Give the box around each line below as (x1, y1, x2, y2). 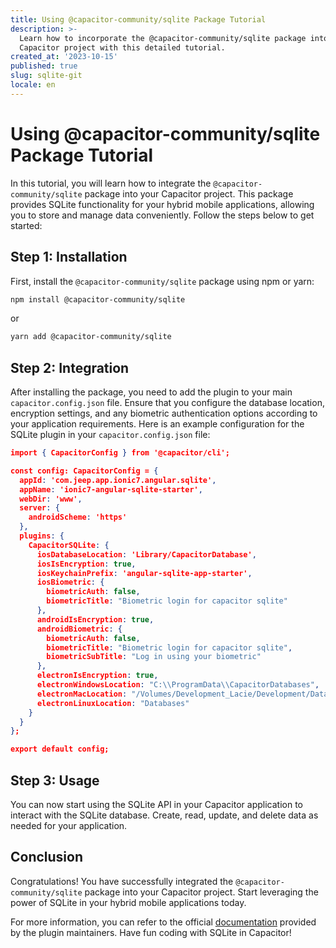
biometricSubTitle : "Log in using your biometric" (46, 652, 262, 662)
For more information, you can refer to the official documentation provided (10, 916, 317, 928)
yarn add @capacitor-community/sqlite (10, 332, 172, 342)
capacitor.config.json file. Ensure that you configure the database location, (10, 397, 325, 409)
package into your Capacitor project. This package (84, 187, 294, 200)
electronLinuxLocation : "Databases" (36, 698, 190, 708)
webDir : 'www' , (19, 494, 83, 504)
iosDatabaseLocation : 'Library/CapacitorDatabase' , (36, 549, 257, 560)
